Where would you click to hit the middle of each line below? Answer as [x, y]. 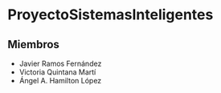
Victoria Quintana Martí [57, 72]
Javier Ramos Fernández [60, 63]
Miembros [33, 44]
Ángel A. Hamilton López [60, 81]
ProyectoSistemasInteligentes [110, 15]
